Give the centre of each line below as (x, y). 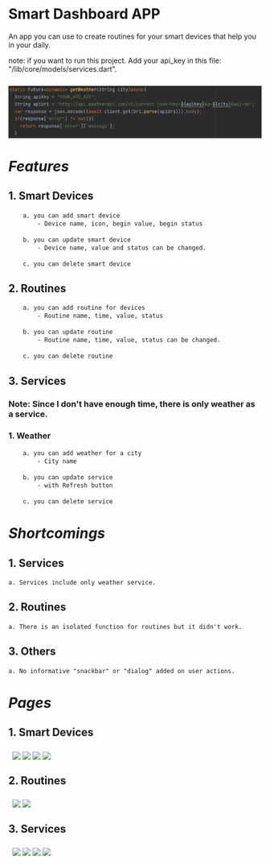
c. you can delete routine (68, 356)
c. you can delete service (68, 502)
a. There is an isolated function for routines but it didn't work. (125, 626)
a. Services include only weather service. (82, 583)
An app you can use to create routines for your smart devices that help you (133, 36)
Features (39, 166)
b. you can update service (68, 477)
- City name (57, 461)
